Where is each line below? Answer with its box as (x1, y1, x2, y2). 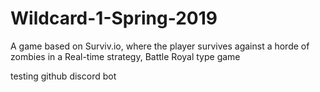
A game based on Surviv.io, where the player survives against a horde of (10, 40, 310, 52)
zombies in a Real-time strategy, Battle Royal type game (10, 50, 241, 62)
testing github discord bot (10, 70, 117, 82)
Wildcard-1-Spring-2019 (10, 7, 218, 30)
